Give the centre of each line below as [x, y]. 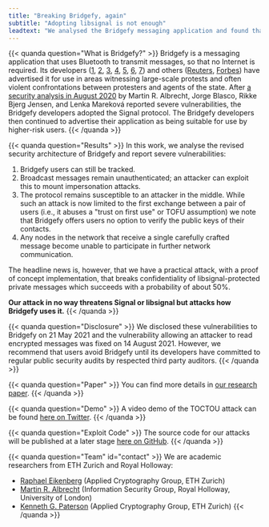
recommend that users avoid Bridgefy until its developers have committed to [134, 352]
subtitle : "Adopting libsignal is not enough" [87, 23]
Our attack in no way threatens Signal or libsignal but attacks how [120, 303]
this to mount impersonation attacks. [80, 187]
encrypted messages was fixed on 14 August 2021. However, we [115, 344]
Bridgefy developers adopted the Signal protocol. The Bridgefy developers [131, 113]
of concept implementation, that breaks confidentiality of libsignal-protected [134, 279]
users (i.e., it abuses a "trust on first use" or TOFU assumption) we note [138, 212]
